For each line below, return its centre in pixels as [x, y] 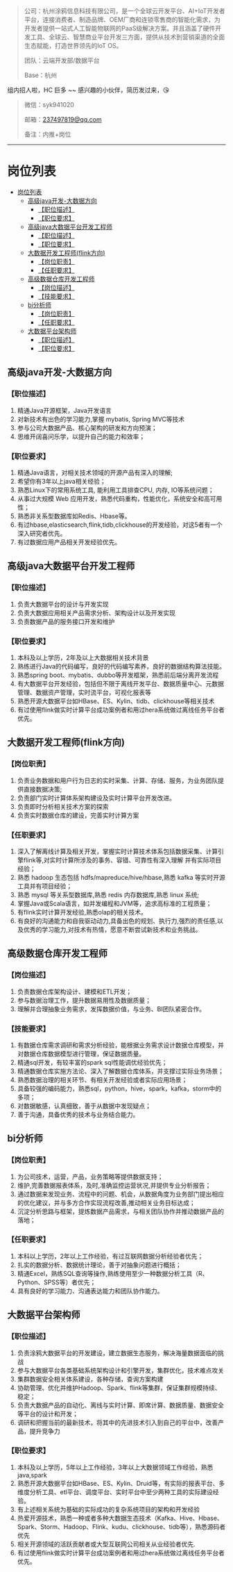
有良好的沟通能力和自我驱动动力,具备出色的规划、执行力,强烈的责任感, [117, 921]
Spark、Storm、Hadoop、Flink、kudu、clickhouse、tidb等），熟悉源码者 [121, 1526]
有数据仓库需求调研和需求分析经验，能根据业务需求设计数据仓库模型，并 [120, 1045]
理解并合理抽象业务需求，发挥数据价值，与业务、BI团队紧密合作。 [111, 1009]
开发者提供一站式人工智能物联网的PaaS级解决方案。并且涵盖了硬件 [120, 28]
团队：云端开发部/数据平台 [62, 60]
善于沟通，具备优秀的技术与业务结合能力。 [78, 1114]
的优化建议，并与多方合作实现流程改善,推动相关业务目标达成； [106, 1202]
